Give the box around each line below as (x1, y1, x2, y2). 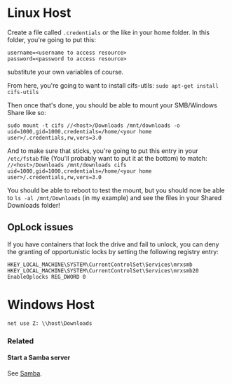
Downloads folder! (7, 201, 61, 209)
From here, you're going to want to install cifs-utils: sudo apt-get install (7, 81, 219, 89)
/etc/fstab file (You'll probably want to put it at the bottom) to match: (7, 154, 207, 162)
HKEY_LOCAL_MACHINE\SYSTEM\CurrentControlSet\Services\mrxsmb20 (7, 267, 199, 274)
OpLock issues (7, 221, 74, 233)
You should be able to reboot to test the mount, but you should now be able (7, 186, 226, 194)
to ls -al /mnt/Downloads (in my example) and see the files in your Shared (7, 193, 222, 201)
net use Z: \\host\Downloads (7, 319, 93, 327)
